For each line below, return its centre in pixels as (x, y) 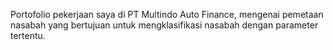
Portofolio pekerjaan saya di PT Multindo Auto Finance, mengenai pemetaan (167, 14)
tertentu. (28, 35)
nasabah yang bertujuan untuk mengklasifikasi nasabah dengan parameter (164, 25)
